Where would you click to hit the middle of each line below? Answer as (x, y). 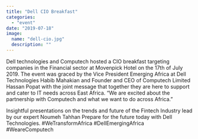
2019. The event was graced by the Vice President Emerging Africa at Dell (96, 74)
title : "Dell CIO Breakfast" (42, 12)
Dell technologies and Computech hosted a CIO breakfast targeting (88, 61)
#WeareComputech (30, 129)
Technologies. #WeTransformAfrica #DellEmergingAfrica (75, 123)
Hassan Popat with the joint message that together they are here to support (98, 86)
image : (14, 34)
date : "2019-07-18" (30, 28)
